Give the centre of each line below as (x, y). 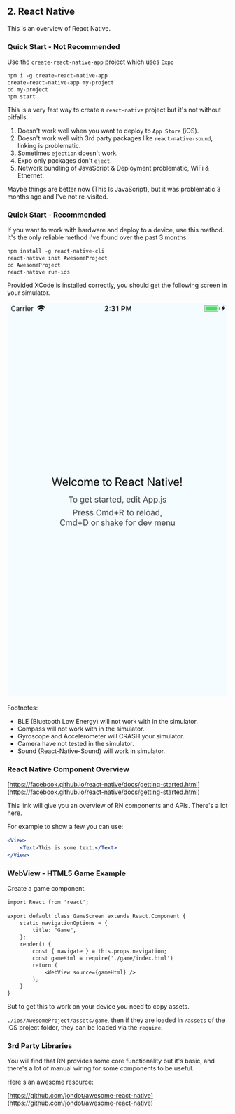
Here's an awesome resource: (51, 1082)
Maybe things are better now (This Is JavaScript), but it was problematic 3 (114, 190)
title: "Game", (55, 930)
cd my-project (28, 90)
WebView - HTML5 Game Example (67, 873)
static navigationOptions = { (64, 923)
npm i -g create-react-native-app (58, 76)
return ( (45, 966)
